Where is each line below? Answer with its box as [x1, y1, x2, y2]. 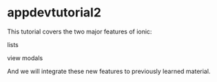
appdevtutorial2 [7, 5, 102, 20]
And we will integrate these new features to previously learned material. [7, 67, 211, 75]
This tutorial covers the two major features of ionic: [7, 27, 152, 36]
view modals [7, 53, 43, 62]
